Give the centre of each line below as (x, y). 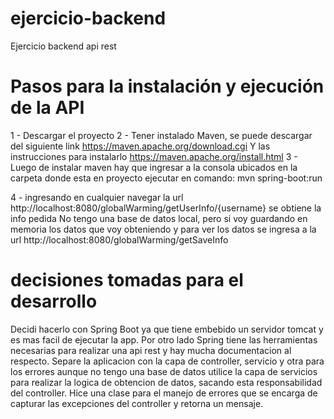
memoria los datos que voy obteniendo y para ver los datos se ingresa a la (163, 229)
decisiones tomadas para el (127, 280)
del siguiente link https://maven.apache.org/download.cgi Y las (140, 146)
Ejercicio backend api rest (63, 46)
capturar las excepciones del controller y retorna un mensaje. (137, 403)
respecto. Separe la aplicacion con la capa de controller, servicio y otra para (167, 361)
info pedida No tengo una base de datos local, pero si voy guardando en (159, 218)
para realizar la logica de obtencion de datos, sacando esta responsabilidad (166, 382)
